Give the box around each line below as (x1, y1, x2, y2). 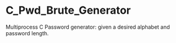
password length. (5, 29, 49, 36)
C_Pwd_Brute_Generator (5, 4, 131, 17)
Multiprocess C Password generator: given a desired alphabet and (5, 23, 170, 30)
